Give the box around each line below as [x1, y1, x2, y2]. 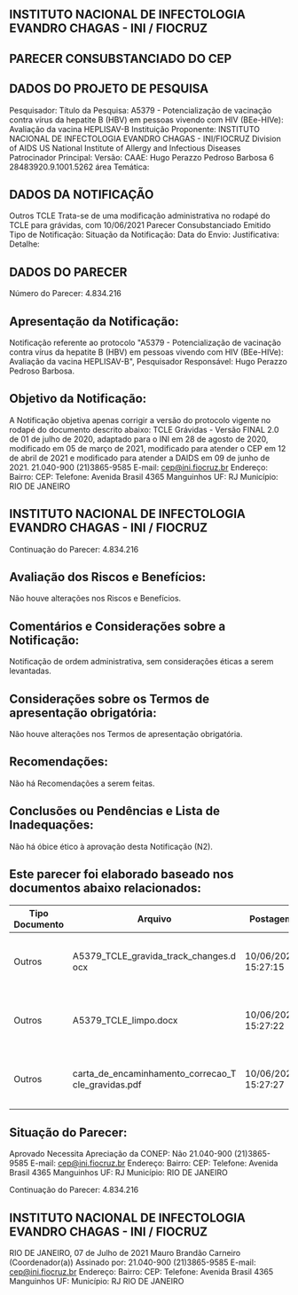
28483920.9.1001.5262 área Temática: [9, 161, 150, 172]
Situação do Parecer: [9, 1125, 128, 1140]
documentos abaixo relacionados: [9, 881, 202, 896]
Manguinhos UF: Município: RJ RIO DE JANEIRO [9, 1276, 184, 1287]
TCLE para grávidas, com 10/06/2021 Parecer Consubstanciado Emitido [9, 220, 271, 231]
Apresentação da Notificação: [9, 314, 179, 329]
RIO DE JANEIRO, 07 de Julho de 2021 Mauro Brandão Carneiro [9, 1248, 241, 1259]
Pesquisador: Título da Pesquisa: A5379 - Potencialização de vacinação [9, 105, 272, 115]
